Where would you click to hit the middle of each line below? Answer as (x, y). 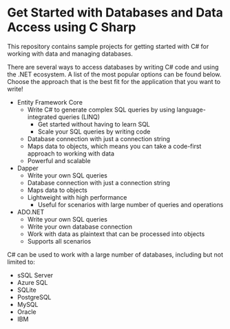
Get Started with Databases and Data (115, 13)
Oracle (27, 312)
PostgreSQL (34, 297)
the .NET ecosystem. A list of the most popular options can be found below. (114, 74)
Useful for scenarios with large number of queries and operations (130, 204)
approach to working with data (71, 153)
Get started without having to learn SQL (94, 124)
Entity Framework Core (50, 102)
